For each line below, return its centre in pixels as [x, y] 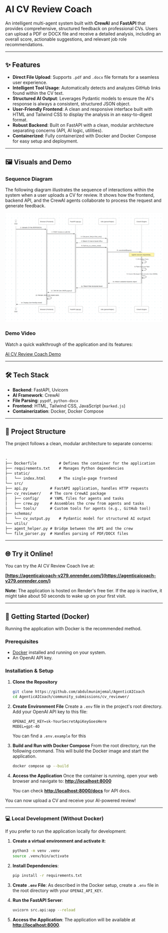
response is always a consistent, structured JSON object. [71, 103]
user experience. [30, 82]
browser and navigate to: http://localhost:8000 [62, 781]
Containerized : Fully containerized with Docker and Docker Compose [84, 136]
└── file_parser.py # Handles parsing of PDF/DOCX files [67, 534]
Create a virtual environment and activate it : [59, 841]
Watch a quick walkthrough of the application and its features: [69, 344]
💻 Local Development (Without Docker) [54, 819]
